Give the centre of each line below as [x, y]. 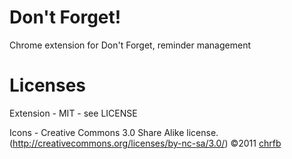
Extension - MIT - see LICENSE [73, 113]
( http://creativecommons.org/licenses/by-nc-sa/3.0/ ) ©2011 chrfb [145, 143]
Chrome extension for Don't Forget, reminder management [130, 45]
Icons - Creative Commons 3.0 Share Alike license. [114, 132]
